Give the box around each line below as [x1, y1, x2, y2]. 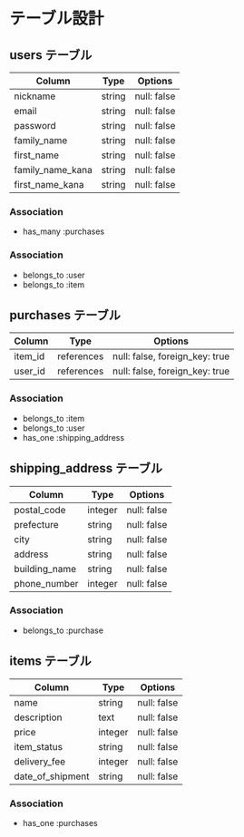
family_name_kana [14, 164, 93, 176]
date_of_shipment [14, 770, 90, 783]
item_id [14, 350, 45, 363]
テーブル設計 [9, 8, 104, 29]
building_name [14, 562, 77, 575]
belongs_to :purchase [22, 625, 104, 636]
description [14, 711, 63, 724]
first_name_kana [14, 179, 84, 190]
